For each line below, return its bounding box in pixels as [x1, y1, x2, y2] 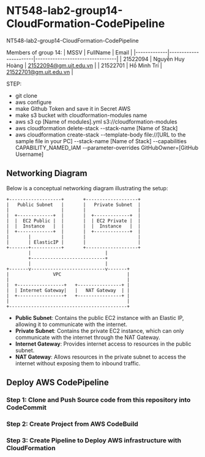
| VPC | [6, 271, 130, 277]
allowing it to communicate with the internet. [15, 321, 127, 328]
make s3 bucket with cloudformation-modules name [15, 111, 147, 119]
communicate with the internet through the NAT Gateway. [15, 333, 160, 341]
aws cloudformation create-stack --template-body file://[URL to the [15, 131, 186, 138]
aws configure [15, 98, 52, 106]
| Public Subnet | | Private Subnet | [6, 201, 141, 208]
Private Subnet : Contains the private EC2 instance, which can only [15, 327, 184, 334]
